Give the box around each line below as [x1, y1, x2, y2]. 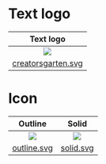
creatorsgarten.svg [12, 57, 83, 68]
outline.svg [12, 142, 54, 153]
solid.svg [60, 142, 94, 153]
